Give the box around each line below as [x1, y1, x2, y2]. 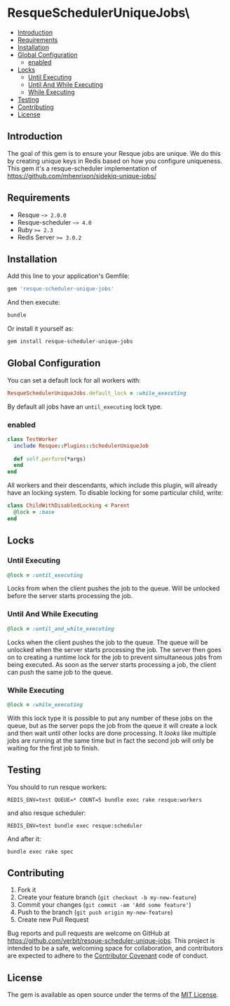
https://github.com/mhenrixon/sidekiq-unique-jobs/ [7, 171, 156, 180]
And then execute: [7, 298, 60, 307]
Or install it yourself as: [7, 324, 74, 333]
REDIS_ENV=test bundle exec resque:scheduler [7, 822, 142, 829]
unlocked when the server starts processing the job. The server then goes [7, 645, 222, 654]
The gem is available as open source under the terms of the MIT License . [7, 991, 219, 999]
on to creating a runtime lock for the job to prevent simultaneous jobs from [7, 653, 222, 661]
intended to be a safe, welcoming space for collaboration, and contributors [7, 944, 223, 953]
